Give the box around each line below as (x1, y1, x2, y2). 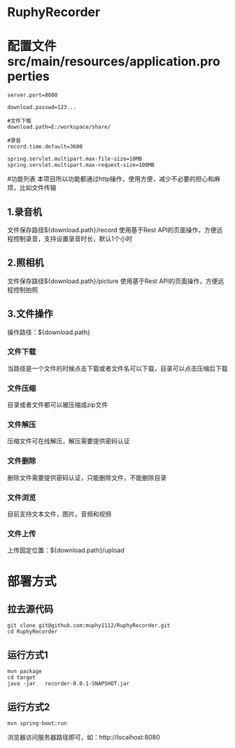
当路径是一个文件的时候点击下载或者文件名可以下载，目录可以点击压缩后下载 (7, 364, 228, 373)
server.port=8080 (7, 92, 58, 99)
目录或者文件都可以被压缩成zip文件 (7, 401, 108, 409)
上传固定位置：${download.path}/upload (7, 546, 124, 554)
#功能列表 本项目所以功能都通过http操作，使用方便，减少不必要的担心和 (7, 175, 215, 183)
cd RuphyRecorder (7, 628, 58, 635)
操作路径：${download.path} (7, 328, 91, 336)
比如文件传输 (19, 183, 57, 192)
